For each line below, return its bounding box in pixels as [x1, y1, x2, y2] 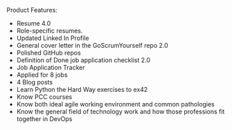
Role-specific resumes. [16, 27, 83, 35]
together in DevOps [16, 115, 73, 123]
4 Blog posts [16, 78, 53, 86]
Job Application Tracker [16, 64, 86, 71]
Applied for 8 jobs [16, 71, 68, 79]
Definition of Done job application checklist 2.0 [16, 56, 150, 64]
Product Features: [6, 6, 58, 14]
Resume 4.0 [16, 19, 51, 27]
